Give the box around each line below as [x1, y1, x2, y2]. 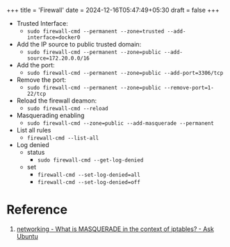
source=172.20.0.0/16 [26, 55, 90, 62]
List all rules [16, 126, 51, 134]
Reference [6, 202, 67, 218]
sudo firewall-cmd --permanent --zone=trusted [26, 28, 165, 35]
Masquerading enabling [16, 111, 85, 119]
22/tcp [26, 90, 47, 97]
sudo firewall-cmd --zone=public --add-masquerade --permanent [26, 120, 215, 127]
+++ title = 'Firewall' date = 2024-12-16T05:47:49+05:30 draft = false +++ [6, 6, 220, 14]
